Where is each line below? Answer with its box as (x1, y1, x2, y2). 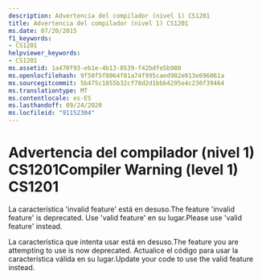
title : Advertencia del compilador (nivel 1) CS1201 (8, 19, 189, 27)
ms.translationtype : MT (8, 86, 88, 95)
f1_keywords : (8, 34, 52, 43)
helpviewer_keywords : (8, 49, 81, 57)
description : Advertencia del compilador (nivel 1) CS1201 (8, 11, 211, 20)
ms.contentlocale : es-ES (8, 94, 92, 102)
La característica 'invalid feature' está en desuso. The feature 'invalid (8, 204, 235, 214)
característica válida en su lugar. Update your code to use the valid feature (8, 254, 254, 264)
